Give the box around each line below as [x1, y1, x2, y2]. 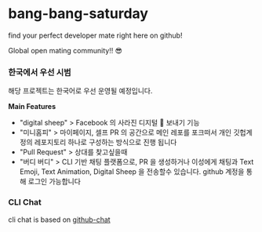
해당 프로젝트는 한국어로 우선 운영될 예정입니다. [8, 86, 153, 96]
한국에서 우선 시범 [8, 67, 72, 78]
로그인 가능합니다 [27, 177, 81, 187]
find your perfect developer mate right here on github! [8, 31, 183, 40]
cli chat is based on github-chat [8, 215, 111, 224]
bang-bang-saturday [8, 5, 149, 23]
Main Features [8, 102, 56, 111]
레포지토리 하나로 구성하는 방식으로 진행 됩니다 [34, 138, 177, 147]
